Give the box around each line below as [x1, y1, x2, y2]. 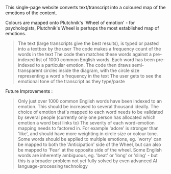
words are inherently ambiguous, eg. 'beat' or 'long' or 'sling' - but [17, 153, 158, 158]
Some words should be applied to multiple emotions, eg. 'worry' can [17, 136, 162, 142]
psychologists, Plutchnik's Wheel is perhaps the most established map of [5, 25, 159, 31]
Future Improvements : [5, 88, 53, 94]
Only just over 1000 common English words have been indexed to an [17, 98, 162, 104]
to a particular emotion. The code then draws [35, 62, 131, 68]
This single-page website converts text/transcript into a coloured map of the [5, 5, 166, 10]
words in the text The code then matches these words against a [17, 51, 152, 57]
